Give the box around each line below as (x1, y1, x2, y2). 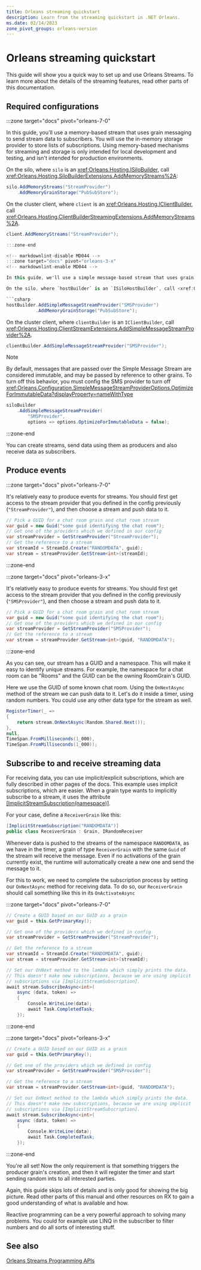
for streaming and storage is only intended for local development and (6, 148, 177, 155)
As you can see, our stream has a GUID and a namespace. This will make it (6, 659, 191, 666)
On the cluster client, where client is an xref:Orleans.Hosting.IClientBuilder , (6, 200, 193, 208)
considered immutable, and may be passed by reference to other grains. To (6, 371, 193, 379)
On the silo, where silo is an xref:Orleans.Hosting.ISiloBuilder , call (6, 166, 169, 173)
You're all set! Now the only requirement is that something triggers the (6, 1162, 179, 1169)
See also (6, 1241, 39, 1251)
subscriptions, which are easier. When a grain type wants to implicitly (6, 787, 178, 794)
